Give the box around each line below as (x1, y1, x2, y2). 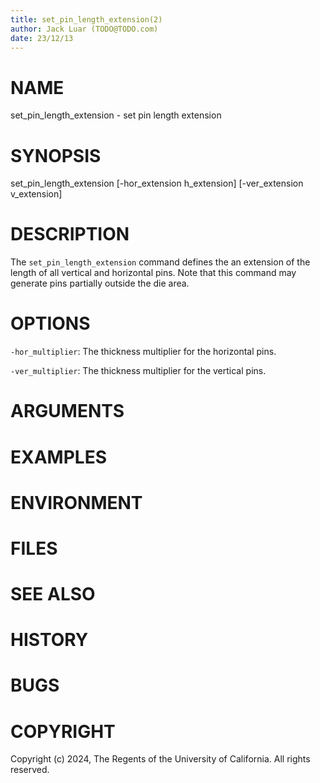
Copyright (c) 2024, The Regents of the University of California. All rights (10, 753, 311, 765)
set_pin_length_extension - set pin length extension (10, 109, 222, 121)
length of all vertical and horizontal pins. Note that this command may (10, 267, 297, 279)
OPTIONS (10, 312, 91, 335)
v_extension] (10, 188, 63, 200)
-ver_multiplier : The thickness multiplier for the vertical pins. (10, 365, 267, 377)
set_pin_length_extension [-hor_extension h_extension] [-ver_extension (10, 177, 304, 190)
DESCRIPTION (10, 223, 130, 246)
